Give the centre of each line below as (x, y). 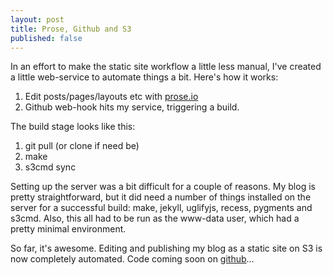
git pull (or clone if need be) (82, 146)
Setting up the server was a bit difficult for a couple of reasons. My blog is (163, 187)
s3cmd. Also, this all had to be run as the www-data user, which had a (155, 218)
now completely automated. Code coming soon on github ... (132, 259)
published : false (46, 38)
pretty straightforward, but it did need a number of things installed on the (161, 197)
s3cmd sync (50, 167)
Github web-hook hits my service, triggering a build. (132, 107)
